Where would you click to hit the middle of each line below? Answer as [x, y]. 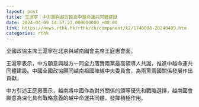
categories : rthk [28, 34]
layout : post [22, 11]
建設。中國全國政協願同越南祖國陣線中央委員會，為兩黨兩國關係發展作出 [105, 71]
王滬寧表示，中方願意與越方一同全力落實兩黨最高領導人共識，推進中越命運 [97, 63]
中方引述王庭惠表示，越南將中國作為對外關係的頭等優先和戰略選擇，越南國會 [99, 91]
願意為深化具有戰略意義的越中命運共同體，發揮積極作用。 [76, 98]
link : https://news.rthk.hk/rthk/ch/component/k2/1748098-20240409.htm [96, 28]
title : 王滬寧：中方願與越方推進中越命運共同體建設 [62, 17]
